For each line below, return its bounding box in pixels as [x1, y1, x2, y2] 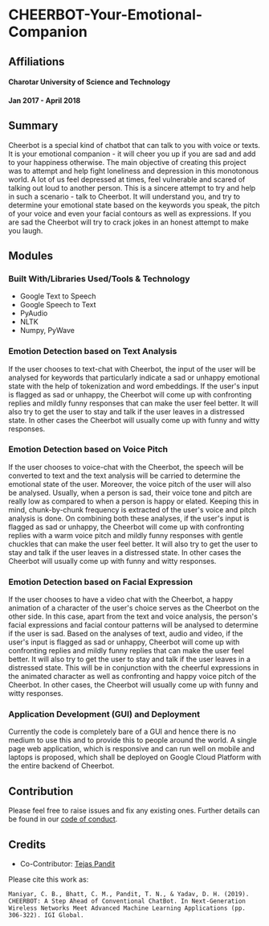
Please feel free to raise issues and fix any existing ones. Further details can [8, 806, 260, 816]
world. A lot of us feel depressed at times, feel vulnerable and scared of [8, 175, 246, 184]
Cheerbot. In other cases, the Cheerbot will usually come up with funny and [8, 680, 259, 689]
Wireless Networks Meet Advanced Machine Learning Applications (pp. [8, 904, 247, 912]
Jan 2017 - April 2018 [8, 95, 81, 105]
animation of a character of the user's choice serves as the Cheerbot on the [8, 603, 259, 613]
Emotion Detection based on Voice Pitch [8, 444, 169, 455]
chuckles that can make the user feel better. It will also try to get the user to [8, 539, 259, 549]
